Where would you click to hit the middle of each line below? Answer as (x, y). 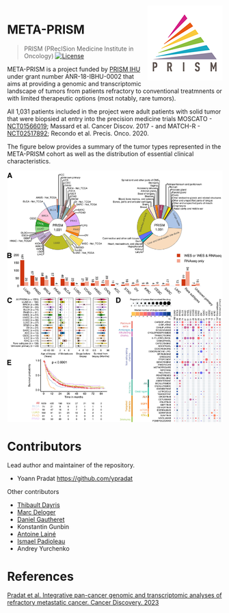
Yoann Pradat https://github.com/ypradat (75, 479)
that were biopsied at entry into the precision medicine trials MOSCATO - (110, 118)
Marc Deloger (36, 512)
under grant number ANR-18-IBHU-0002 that (71, 76)
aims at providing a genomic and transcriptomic (74, 83)
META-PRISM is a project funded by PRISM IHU (74, 69)
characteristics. (29, 161)
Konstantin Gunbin (43, 527)
